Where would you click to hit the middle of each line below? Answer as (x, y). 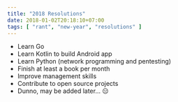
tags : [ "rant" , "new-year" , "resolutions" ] (74, 27)
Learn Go (31, 47)
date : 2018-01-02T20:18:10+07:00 (56, 20)
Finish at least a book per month (64, 69)
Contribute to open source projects (68, 84)
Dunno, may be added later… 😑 (63, 91)
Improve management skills (57, 76)
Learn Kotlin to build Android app (65, 54)
